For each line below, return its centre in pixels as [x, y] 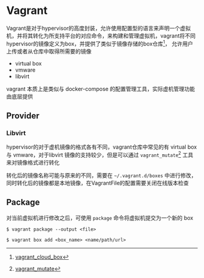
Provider [23, 116]
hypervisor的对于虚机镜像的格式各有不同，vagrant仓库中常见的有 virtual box [102, 147]
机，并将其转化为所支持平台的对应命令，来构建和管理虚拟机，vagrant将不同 [101, 36]
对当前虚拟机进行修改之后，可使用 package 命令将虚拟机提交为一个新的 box [100, 218]
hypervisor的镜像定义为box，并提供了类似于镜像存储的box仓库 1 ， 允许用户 [100, 43]
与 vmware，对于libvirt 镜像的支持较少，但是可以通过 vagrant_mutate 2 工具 [100, 154]
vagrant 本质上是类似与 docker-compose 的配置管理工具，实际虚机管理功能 [101, 89]
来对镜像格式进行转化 [33, 162]
